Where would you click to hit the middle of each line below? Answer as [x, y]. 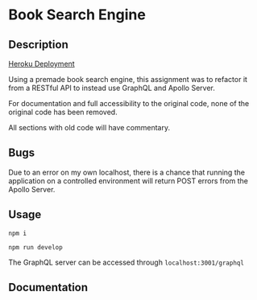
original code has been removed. [63, 112]
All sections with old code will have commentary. [89, 127]
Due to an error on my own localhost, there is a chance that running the [127, 172]
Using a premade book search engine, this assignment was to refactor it [128, 79]
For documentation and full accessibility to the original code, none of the [129, 103]
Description [38, 45]
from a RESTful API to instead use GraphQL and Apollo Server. [112, 88]
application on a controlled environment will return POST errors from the [128, 181]
